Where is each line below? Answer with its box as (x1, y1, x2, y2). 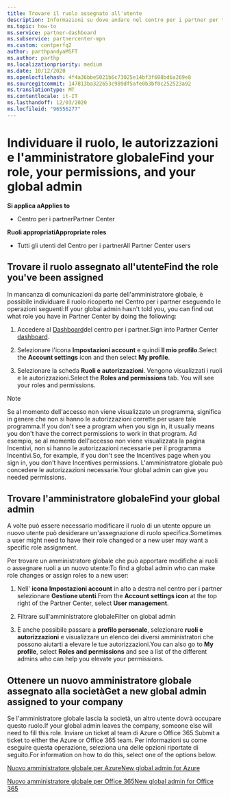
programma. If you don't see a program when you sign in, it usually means (7, 422, 215, 430)
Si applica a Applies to (7, 201, 71, 210)
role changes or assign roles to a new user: (7, 571, 129, 580)
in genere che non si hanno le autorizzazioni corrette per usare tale (7, 415, 196, 423)
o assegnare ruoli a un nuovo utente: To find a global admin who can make (7, 564, 216, 572)
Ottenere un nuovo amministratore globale (7, 674, 192, 686)
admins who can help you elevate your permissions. (16, 655, 164, 663)
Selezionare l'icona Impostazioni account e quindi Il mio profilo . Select (16, 345, 217, 354)
